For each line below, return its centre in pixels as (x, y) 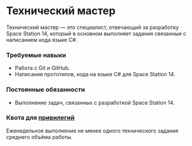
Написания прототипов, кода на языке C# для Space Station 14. (95, 74)
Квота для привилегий (41, 118)
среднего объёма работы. (39, 137)
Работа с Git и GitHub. (42, 68)
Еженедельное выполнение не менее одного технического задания (92, 131)
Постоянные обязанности (46, 90)
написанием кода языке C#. (42, 40)
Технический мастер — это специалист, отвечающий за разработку (92, 27)
